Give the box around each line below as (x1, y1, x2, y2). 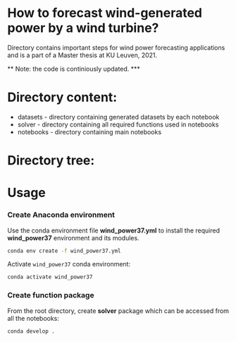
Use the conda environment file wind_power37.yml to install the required (7, 226, 221, 235)
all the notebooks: (7, 314, 60, 322)
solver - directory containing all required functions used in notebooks (17, 120, 219, 129)
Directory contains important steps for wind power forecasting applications (7, 43, 225, 52)
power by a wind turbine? (7, 20, 159, 36)
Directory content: (7, 90, 118, 105)
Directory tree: (7, 153, 95, 169)
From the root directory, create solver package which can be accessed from (7, 306, 230, 315)
